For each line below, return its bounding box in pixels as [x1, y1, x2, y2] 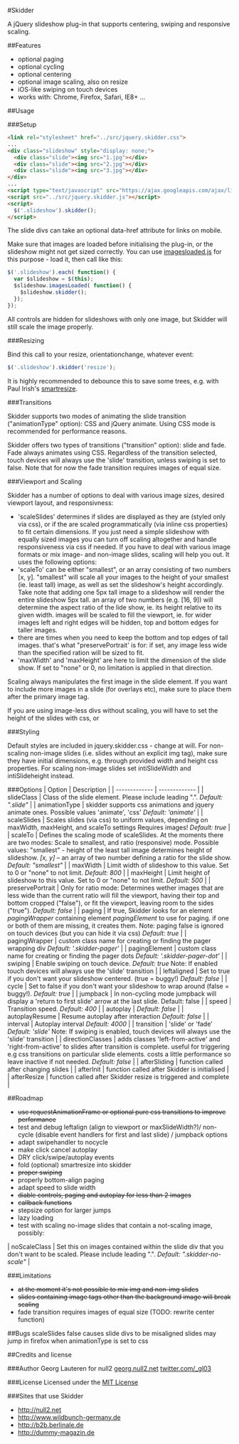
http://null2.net [17, 1405, 62, 1414]
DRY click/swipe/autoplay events [17, 1152, 115, 1162]
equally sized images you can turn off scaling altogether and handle [17, 535, 217, 543]
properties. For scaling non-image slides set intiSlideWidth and [7, 764, 191, 773]
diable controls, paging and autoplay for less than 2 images [17, 1191, 192, 1199]
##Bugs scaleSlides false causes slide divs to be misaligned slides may [7, 1329, 217, 1337]
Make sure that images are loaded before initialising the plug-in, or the [7, 240, 213, 248]
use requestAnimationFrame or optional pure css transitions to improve [17, 1108, 226, 1116]
